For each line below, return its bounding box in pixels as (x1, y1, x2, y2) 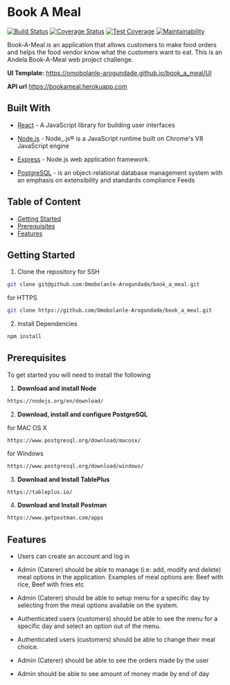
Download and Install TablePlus (17, 475, 110, 483)
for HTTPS (7, 294, 37, 302)
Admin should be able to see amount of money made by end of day (17, 670, 210, 678)
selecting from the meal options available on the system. (17, 601, 179, 609)
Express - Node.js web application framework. (17, 155, 150, 163)
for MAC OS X (7, 423, 47, 432)
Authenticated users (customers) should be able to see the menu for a (17, 615, 218, 623)
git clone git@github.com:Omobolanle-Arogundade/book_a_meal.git (7, 281, 200, 288)
